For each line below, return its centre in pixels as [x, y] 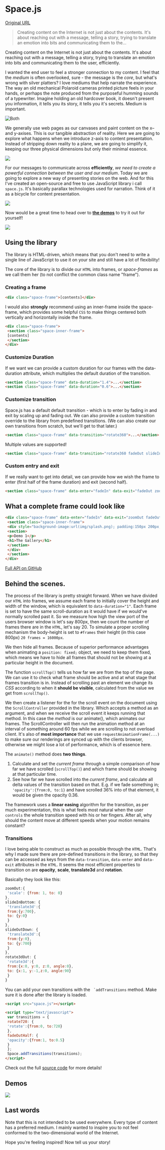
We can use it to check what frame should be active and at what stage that [81, 677]
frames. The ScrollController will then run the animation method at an [75, 723]
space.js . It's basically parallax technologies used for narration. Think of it [80, 189]
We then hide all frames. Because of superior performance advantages [77, 647]
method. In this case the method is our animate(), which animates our [75, 718]
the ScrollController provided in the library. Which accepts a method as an [82, 708]
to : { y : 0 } [17, 916]
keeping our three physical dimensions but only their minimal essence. [76, 149]
